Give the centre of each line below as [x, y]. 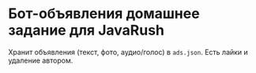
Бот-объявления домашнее [104, 14]
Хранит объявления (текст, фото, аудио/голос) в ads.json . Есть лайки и [128, 52]
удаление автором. [41, 60]
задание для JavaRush [86, 30]
